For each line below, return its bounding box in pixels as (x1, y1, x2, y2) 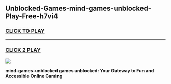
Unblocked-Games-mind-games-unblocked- (5, 4, 152, 13)
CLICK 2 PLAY (5, 46, 41, 53)
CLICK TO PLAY (5, 27, 45, 35)
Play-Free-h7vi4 (5, 12, 59, 21)
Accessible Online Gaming (5, 73, 63, 79)
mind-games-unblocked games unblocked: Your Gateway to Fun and (5, 67, 154, 73)
